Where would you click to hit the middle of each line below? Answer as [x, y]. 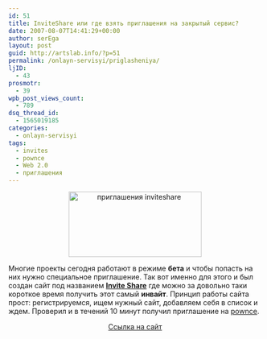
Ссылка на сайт [135, 327]
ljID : [17, 68]
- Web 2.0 [32, 166]
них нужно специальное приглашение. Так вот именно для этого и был [131, 277]
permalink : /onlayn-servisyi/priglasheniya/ [84, 61]
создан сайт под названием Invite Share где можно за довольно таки [128, 285]
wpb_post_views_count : [46, 98]
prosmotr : [25, 83]
